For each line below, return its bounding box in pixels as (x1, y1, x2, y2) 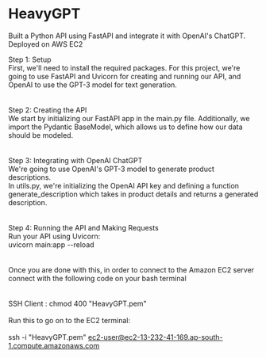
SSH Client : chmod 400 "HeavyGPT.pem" (8, 299, 147, 308)
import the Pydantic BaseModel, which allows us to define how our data (8, 122, 244, 131)
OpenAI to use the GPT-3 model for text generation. (8, 80, 177, 89)
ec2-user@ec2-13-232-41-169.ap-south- (87, 332, 224, 341)
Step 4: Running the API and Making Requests (8, 223, 159, 232)
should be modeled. (8, 130, 74, 139)
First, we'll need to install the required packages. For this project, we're (8, 63, 241, 72)
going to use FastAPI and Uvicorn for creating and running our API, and (8, 71, 241, 81)
